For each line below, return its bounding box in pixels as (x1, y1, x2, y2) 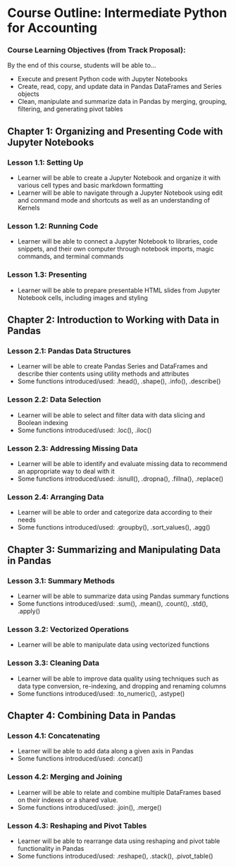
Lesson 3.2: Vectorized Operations (7, 624, 129, 634)
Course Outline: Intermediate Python (7, 5, 228, 21)
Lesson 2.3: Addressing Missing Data (7, 443, 139, 453)
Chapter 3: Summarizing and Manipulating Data (7, 544, 221, 556)
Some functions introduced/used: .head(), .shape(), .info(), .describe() (17, 377, 221, 385)
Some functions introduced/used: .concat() (17, 754, 143, 763)
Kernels (17, 203, 40, 213)
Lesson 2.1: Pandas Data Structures (7, 346, 132, 356)
